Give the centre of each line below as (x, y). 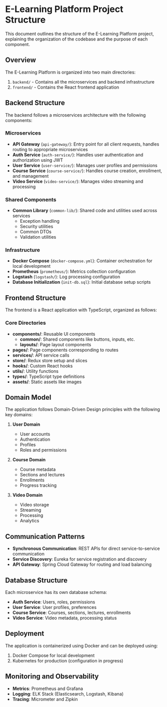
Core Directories (25, 323)
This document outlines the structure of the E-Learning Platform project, (79, 34)
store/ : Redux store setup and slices (50, 360)
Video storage (34, 505)
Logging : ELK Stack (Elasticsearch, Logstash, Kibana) (68, 693)
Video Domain (27, 495)
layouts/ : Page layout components (55, 344)
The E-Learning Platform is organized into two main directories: (70, 72)
